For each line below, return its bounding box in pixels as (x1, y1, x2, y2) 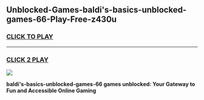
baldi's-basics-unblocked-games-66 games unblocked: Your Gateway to (6, 80, 195, 87)
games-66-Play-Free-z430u (6, 15, 117, 25)
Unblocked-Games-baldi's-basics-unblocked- (6, 5, 187, 15)
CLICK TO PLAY (6, 33, 53, 41)
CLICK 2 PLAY (6, 55, 49, 64)
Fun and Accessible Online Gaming (6, 87, 97, 94)
